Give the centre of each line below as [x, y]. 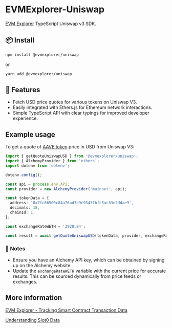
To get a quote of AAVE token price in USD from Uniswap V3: [70, 147]
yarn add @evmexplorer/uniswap [39, 74]
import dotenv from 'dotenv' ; [38, 166]
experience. [25, 118]
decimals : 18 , [25, 208]
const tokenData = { [27, 198]
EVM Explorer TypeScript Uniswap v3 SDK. [51, 24]
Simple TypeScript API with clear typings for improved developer [81, 113]
